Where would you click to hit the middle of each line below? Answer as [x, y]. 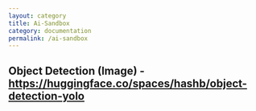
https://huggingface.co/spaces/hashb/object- [128, 83]
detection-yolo [46, 96]
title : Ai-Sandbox [39, 23]
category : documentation [50, 31]
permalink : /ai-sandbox [48, 38]
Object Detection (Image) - [76, 70]
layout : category [37, 16]
